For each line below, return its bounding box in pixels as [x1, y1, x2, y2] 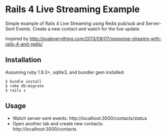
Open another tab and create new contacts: [12, 120, 104, 126]
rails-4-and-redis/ [5, 41, 43, 47]
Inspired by [5, 36, 29, 42]
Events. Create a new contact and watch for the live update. [16, 25, 141, 31]
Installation [5, 56, 41, 64]
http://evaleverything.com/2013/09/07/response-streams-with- [29, 36, 162, 42]
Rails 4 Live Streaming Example [5, 4, 140, 15]
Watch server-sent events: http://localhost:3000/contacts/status [12, 115, 147, 121]
